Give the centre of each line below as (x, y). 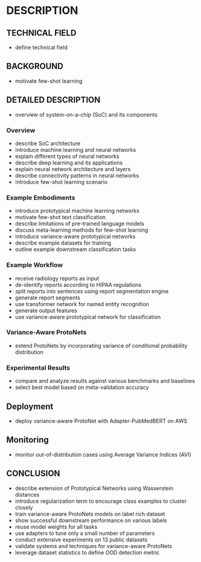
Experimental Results (38, 368)
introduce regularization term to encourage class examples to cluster (101, 501)
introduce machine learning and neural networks (75, 149)
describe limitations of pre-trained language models (80, 224)
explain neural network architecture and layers (73, 169)
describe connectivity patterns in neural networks (77, 175)
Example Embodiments (41, 197)
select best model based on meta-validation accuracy (82, 387)
